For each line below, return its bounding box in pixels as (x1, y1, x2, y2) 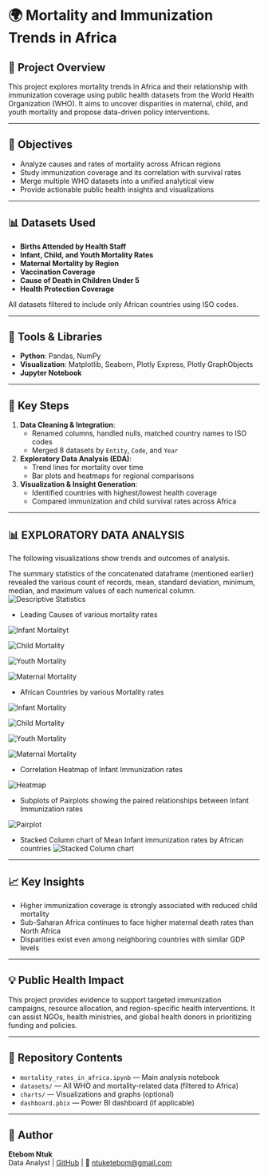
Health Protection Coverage (19, 284, 115, 293)
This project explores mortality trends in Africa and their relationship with (8, 82, 249, 91)
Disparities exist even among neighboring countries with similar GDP (19, 934, 246, 944)
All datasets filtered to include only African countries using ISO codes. (8, 299, 239, 309)
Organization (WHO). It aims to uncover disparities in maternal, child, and (8, 99, 249, 108)
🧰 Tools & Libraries (8, 330, 103, 344)
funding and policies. (8, 1020, 77, 1030)
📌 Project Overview (8, 61, 106, 74)
